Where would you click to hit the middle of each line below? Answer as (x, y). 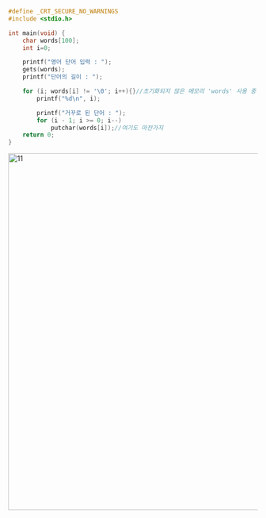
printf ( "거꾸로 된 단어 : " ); (82, 113)
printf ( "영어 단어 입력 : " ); (67, 62)
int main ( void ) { (37, 33)
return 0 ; (39, 135)
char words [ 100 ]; (51, 40)
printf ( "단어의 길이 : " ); (63, 77)
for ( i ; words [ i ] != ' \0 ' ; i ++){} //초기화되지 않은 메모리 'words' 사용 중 (139, 91)
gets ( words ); (44, 70)
